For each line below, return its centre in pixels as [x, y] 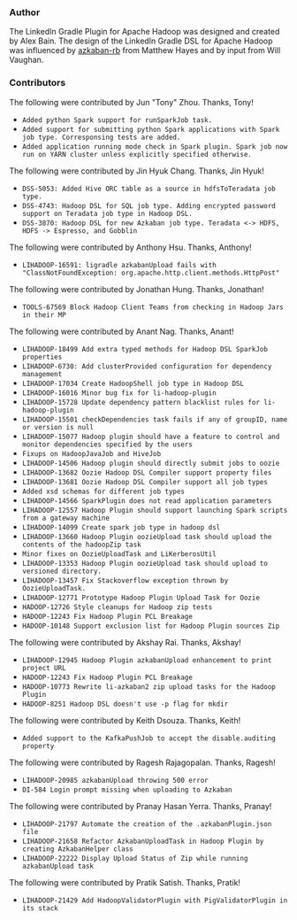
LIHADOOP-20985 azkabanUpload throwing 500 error [115, 780]
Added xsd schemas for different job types [103, 491]
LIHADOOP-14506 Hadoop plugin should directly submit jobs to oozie [151, 463]
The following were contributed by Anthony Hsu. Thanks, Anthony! [130, 247]
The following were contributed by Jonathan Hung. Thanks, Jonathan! [137, 289]
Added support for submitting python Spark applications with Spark [151, 129]
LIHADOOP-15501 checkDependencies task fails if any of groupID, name [155, 419]
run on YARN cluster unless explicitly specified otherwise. [137, 154]
